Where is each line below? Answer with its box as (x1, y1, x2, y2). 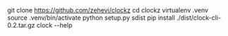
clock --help (36, 21, 73, 29)
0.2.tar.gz (7, 21, 35, 29)
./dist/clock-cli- (176, 13, 221, 22)
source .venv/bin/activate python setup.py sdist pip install (7, 13, 175, 22)
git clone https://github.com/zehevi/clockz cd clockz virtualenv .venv (7, 6, 209, 14)
